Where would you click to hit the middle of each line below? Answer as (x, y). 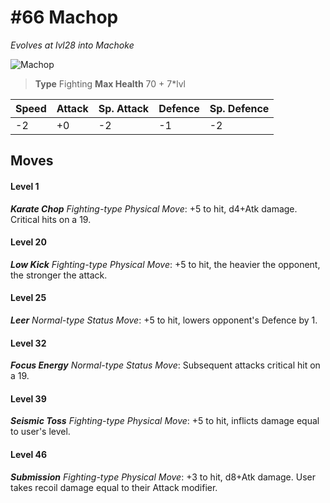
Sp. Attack (124, 108)
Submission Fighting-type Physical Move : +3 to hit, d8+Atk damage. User (163, 477)
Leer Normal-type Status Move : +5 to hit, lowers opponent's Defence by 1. (164, 320)
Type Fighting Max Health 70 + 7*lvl (110, 83)
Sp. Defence (239, 108)
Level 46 (29, 454)
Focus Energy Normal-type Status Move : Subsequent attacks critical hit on (165, 365)
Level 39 (28, 398)
